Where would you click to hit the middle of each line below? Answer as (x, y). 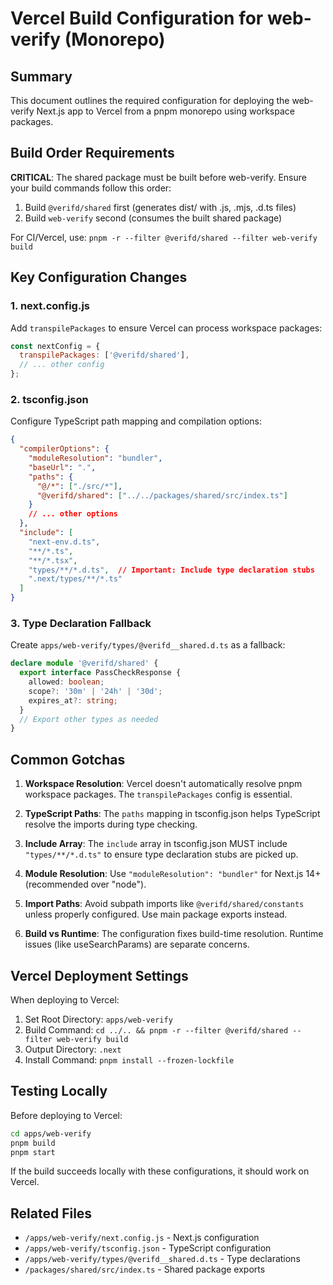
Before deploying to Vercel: (66, 1115)
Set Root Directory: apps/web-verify (98, 1019)
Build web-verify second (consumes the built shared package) (153, 218)
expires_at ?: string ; (73, 700)
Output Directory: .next (73, 1049)
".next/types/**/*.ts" (75, 579)
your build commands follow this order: (91, 188)
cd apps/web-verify (51, 1133)
